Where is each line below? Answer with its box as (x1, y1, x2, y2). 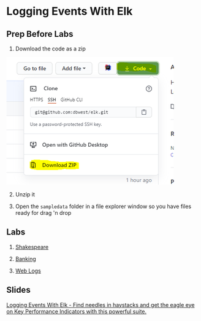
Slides (6, 285, 31, 295)
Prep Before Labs (6, 29, 74, 39)
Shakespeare (15, 243, 49, 250)
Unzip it (15, 191, 36, 198)
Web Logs (15, 267, 41, 274)
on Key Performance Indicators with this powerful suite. (6, 307, 147, 315)
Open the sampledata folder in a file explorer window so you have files (15, 203, 192, 210)
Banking (15, 255, 37, 262)
